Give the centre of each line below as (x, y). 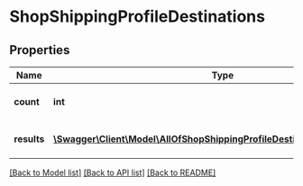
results (29, 139)
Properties (40, 50)
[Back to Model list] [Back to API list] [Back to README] (113, 172)
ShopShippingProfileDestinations (138, 17)
